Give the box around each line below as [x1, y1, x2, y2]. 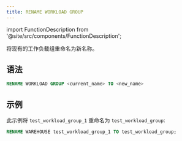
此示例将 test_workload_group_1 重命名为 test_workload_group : [6, 117, 165, 124]
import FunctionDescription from [6, 26, 89, 33]
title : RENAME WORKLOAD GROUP [6, 9, 84, 15]
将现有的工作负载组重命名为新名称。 [6, 45, 98, 52]
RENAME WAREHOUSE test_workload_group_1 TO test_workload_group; [6, 129, 176, 135]
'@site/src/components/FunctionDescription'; [6, 32, 121, 40]
